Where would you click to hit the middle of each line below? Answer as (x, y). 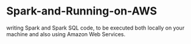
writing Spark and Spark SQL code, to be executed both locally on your (95, 28)
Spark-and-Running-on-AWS (82, 11)
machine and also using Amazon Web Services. (66, 34)
